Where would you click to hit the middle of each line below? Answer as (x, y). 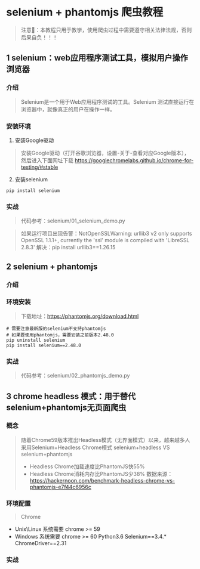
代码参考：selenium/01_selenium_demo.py (73, 221)
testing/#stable (39, 167)
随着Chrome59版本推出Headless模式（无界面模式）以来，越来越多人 (105, 440)
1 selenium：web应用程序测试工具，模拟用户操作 (97, 58)
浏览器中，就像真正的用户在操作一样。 (68, 109)
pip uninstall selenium (36, 340)
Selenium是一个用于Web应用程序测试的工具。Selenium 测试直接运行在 (107, 101)
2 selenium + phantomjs (52, 266)
